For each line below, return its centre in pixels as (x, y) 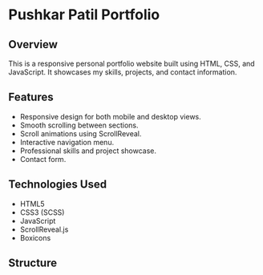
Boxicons (35, 237)
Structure (33, 263)
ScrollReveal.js (44, 229)
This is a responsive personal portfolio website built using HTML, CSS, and (131, 63)
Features (31, 97)
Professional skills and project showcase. (88, 151)
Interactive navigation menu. (67, 142)
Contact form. (43, 159)
